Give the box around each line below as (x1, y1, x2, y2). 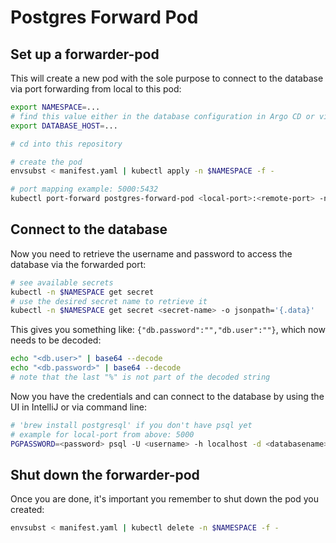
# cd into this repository (10, 139, 123, 149)
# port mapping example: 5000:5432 (10, 184, 159, 195)
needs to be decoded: (10, 334, 102, 346)
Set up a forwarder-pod (10, 46, 160, 63)
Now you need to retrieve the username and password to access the (10, 247, 293, 260)
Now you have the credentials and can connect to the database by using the (10, 390, 325, 402)
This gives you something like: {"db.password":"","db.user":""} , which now (10, 324, 326, 336)
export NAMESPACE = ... (10, 102, 101, 112)
